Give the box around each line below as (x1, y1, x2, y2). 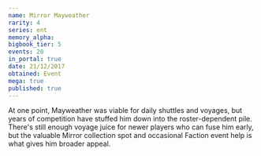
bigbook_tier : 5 (8, 41, 62, 49)
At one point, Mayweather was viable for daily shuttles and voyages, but (8, 106, 243, 115)
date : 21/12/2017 (8, 63, 65, 71)
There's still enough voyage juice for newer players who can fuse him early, (8, 122, 254, 132)
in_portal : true (8, 56, 62, 63)
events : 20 (8, 48, 44, 56)
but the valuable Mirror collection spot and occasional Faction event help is (8, 131, 252, 140)
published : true (8, 84, 62, 93)
